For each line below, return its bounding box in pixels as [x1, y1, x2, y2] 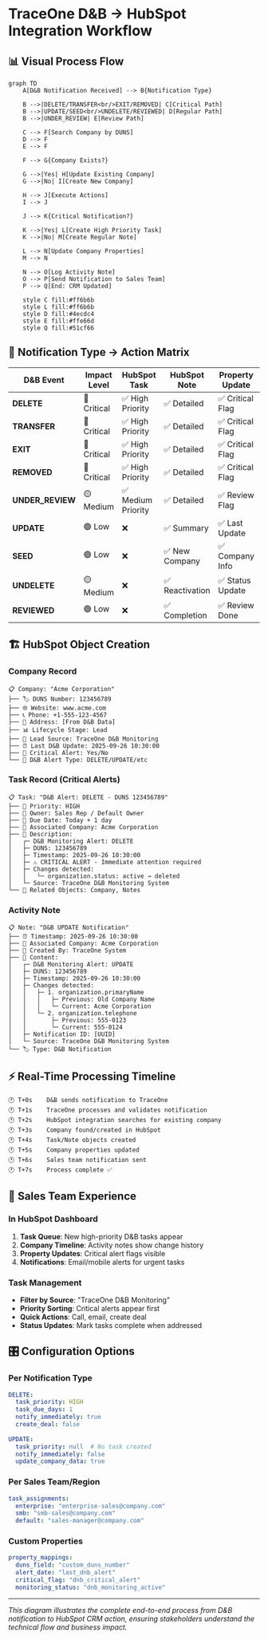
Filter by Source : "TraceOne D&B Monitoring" [19, 1294, 170, 1305]
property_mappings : [8, 1554, 73, 1562]
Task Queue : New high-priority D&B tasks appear [19, 1231, 183, 1241]
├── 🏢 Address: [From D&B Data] [8, 717, 116, 726]
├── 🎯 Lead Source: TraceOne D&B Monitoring [8, 735, 159, 743]
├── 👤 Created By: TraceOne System [8, 946, 127, 954]
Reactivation [163, 585, 211, 596]
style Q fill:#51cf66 [22, 324, 94, 332]
